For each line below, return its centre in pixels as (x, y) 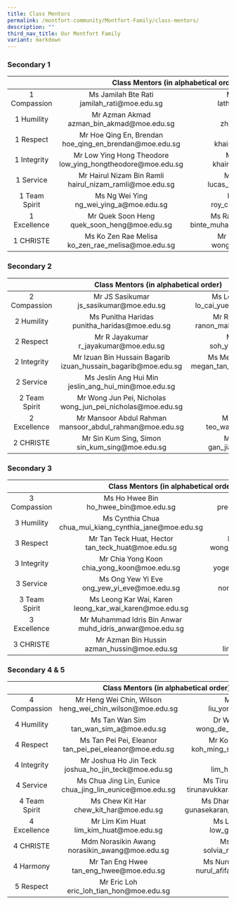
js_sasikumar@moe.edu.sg (122, 305)
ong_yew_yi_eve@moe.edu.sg (131, 588)
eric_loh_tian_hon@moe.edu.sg (118, 891)
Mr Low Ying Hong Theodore (121, 156)
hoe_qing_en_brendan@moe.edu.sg (121, 144)
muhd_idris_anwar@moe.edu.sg (131, 629)
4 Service (32, 785)
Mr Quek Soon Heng (121, 216)
